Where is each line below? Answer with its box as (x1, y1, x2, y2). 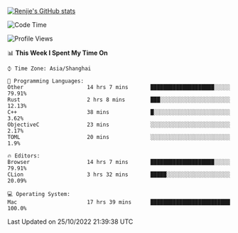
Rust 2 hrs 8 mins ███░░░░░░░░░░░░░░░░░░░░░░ (7, 96, 231, 103)
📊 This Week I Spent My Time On (7, 48, 108, 57)
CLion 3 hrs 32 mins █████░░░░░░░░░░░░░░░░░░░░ (7, 171, 231, 178)
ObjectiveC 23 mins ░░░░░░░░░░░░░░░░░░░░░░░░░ (7, 121, 231, 128)
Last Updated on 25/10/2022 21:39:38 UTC (7, 217, 134, 226)
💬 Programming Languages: (7, 78, 84, 85)
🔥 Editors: (7, 152, 40, 160)
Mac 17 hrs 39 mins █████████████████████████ (7, 199, 231, 206)
